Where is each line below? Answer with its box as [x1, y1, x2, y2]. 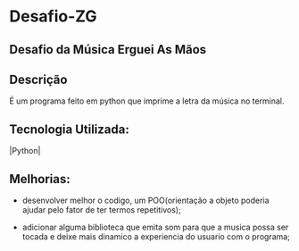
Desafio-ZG [9, 6, 97, 27]
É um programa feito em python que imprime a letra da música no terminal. [9, 96, 285, 106]
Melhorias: [9, 172, 71, 187]
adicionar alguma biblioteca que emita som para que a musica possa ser [21, 222, 289, 233]
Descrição [9, 71, 68, 87]
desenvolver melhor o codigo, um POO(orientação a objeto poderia [21, 195, 270, 206]
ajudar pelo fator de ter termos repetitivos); [21, 205, 181, 215]
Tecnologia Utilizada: [9, 121, 129, 137]
